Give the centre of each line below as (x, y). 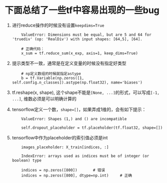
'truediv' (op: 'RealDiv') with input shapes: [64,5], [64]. (77, 39)
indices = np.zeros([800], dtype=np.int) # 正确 (77, 175)
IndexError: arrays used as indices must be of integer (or (85, 156)
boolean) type (27, 160)
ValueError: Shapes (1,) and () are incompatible (74, 119)
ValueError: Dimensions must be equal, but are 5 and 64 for (86, 35)
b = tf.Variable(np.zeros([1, (53, 78)
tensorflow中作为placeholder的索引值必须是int (60, 138)
